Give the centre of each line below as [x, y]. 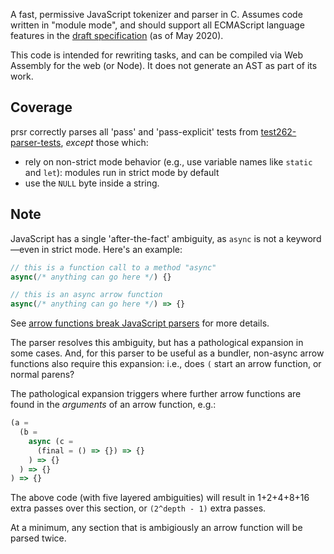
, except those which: [104, 142]
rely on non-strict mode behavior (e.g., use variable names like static [168, 161]
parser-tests [36, 142]
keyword [304, 238]
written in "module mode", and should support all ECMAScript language [157, 25]
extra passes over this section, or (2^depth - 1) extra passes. [138, 508]
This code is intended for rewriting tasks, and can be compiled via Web [156, 55]
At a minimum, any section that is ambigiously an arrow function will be [156, 528]
